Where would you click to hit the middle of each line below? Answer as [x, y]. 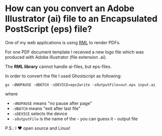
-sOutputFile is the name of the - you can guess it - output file [75, 119]
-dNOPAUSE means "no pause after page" [52, 103]
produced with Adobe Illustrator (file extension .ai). [56, 57]
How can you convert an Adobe [70, 8]
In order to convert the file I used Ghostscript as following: [63, 76]
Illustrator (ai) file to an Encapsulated [81, 19]
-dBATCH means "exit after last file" [46, 108]
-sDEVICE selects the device [40, 113]
